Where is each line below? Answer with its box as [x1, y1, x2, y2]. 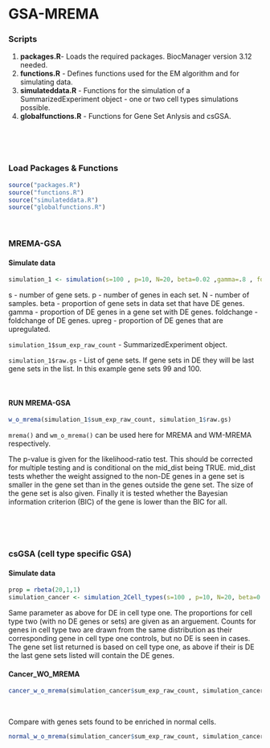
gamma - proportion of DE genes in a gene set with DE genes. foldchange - [8, 307, 259, 317]
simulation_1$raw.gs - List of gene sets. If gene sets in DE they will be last [8, 355, 255, 366]
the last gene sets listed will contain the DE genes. [8, 651, 175, 660]
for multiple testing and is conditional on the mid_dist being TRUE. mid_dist [8, 463, 256, 472]
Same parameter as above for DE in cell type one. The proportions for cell [8, 608, 253, 618]
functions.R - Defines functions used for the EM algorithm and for [19, 69, 239, 79]
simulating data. [19, 77, 74, 87]
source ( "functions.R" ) [8, 188, 84, 197]
